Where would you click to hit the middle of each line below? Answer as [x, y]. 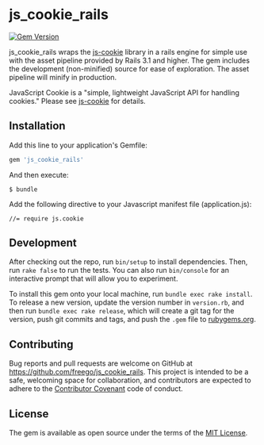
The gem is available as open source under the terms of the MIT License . [128, 433]
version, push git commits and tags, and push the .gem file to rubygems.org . [133, 320]
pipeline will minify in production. [63, 77]
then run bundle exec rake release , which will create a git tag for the [122, 311]
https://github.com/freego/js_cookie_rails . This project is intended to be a [129, 372]
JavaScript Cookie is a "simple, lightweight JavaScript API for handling [124, 92]
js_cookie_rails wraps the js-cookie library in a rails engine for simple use [128, 52]
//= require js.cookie [46, 219]
